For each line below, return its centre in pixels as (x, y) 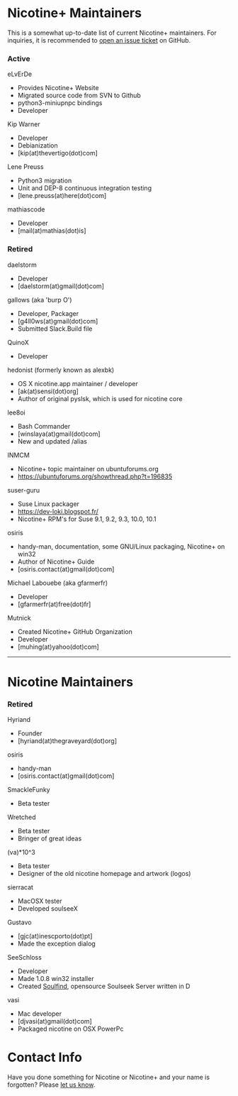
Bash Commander (44, 426)
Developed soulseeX (47, 909)
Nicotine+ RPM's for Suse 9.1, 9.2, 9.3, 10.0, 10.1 (87, 519)
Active (19, 58)
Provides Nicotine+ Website (58, 88)
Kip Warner (24, 124)
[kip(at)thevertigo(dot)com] (57, 153)
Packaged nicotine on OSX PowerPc (70, 1029)
